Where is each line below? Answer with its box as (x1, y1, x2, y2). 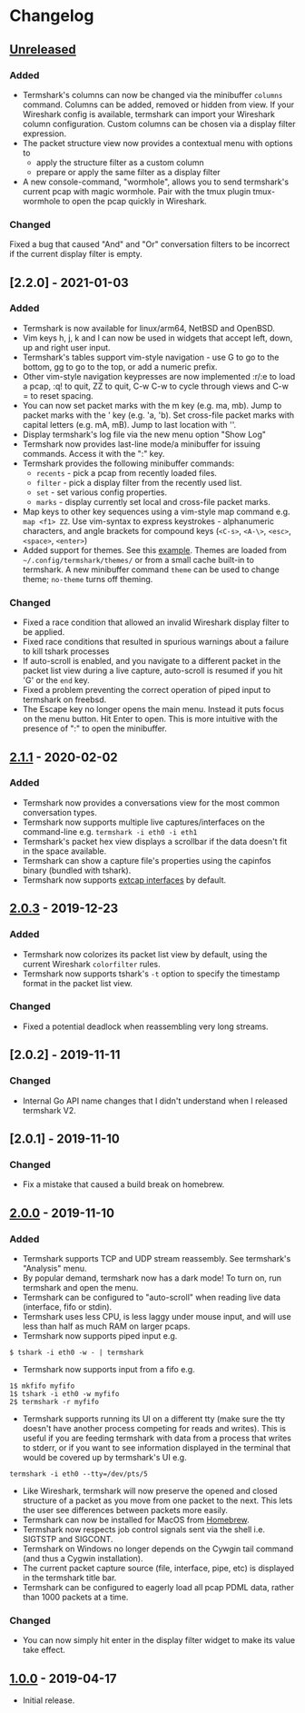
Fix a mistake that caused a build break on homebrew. (22, 1179, 225, 1190)
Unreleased (9, 42, 77, 57)
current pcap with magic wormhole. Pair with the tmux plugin (22, 185, 251, 196)
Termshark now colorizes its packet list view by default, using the (22, 948, 268, 959)
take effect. (22, 1645, 66, 1656)
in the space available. (22, 846, 107, 856)
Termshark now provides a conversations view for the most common (22, 797, 280, 808)
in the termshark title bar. (22, 1572, 117, 1583)
